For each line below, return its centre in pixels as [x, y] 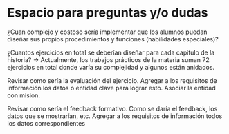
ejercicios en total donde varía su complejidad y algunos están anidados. [111, 67]
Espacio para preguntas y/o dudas [108, 13]
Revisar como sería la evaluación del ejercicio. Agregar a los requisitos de [112, 80]
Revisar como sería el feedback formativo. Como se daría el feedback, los [112, 108]
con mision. [24, 95]
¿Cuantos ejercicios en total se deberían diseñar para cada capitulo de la [111, 52]
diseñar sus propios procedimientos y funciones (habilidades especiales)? [113, 39]
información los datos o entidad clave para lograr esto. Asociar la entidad [111, 88]
